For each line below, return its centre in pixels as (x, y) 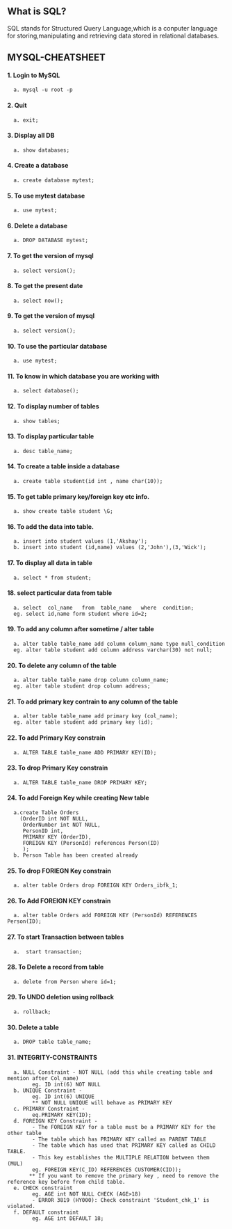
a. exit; (26, 120)
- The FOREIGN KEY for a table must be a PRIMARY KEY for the (124, 1127)
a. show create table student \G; (63, 512)
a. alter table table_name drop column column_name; (91, 680)
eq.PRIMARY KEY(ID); (62, 1115)
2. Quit (17, 105)
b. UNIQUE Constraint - (48, 1091)
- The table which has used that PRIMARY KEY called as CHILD (124, 1145)
